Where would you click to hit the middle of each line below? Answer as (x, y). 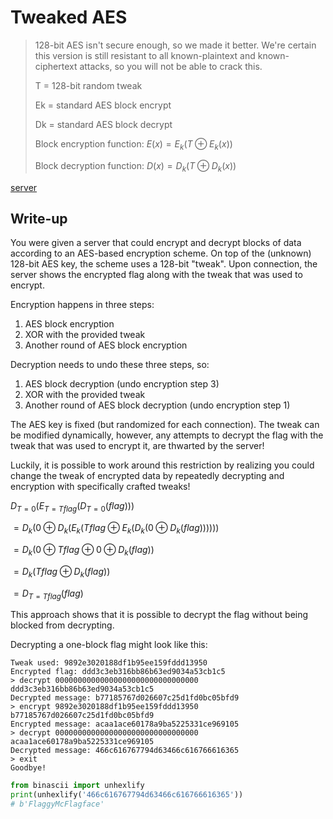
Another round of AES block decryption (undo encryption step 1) (157, 405)
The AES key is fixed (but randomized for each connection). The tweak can (165, 425)
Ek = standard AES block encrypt (103, 105)
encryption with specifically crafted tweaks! (100, 487)
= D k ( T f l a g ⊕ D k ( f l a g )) (62, 572)
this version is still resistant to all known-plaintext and (145, 55)
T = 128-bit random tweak (88, 85)
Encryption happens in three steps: (82, 305)
